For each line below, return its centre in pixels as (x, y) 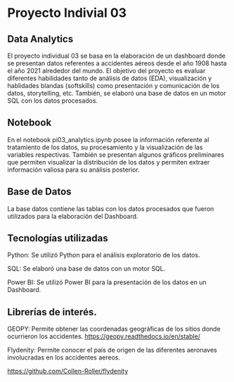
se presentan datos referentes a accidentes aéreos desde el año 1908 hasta (117, 63)
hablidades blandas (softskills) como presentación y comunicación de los (113, 85)
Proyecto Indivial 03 (67, 13)
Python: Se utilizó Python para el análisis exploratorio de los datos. (104, 255)
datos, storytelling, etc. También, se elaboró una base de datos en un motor (117, 93)
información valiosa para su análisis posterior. (74, 170)
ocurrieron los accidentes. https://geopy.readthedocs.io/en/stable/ (104, 336)
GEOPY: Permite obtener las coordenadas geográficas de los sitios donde (114, 329)
